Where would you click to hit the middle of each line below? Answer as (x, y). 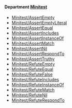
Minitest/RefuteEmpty (33, 64)
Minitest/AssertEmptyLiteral (39, 23)
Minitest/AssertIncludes (35, 33)
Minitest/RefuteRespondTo (38, 100)
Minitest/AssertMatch (33, 43)
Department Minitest (26, 7)
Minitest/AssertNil (29, 49)
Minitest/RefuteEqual (32, 69)
